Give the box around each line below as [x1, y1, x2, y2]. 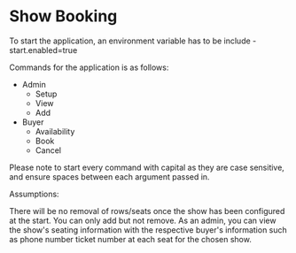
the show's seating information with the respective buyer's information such [9, 224, 288, 235]
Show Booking [9, 6, 118, 27]
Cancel [35, 144, 62, 156]
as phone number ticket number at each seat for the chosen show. [9, 234, 253, 244]
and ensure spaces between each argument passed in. [9, 171, 210, 182]
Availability [35, 126, 75, 136]
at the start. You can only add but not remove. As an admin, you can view [9, 215, 277, 226]
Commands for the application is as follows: [9, 62, 169, 73]
